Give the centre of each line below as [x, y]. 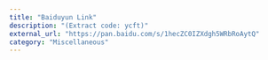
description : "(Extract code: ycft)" [79, 26]
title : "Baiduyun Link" [53, 17]
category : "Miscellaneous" [59, 42]
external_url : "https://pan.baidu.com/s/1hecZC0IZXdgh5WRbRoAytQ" [134, 34]
